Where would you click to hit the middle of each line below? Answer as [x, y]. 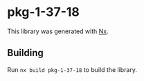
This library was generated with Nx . [58, 31]
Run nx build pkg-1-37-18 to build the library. [72, 69]
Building [25, 53]
